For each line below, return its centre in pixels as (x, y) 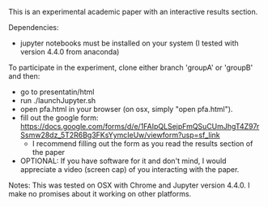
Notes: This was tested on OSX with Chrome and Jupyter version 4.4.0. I (129, 185)
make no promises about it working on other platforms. (100, 194)
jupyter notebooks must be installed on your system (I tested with (129, 43)
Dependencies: (34, 27)
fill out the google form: (59, 118)
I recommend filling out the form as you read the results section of (143, 144)
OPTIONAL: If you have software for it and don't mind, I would (123, 161)
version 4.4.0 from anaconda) (70, 52)
